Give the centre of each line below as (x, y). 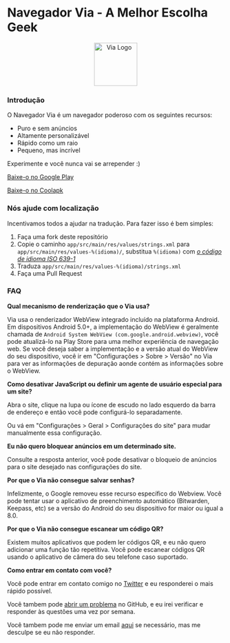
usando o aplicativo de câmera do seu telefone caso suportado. (98, 557)
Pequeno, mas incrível (49, 150)
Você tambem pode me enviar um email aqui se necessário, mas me (104, 624)
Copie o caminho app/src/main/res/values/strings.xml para (103, 244)
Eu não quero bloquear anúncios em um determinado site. (92, 446)
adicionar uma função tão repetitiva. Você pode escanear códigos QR (106, 549)
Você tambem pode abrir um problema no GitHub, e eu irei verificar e (105, 604)
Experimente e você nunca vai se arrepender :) (74, 164)
